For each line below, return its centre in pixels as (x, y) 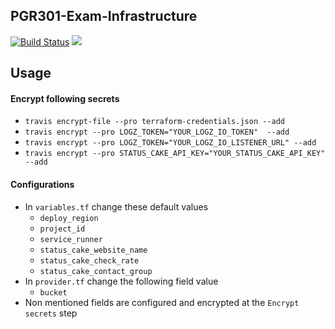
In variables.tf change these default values (116, 206)
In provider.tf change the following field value (121, 281)
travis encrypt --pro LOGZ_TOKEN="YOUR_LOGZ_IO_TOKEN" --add (157, 132)
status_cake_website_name (93, 250)
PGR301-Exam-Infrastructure (104, 16)
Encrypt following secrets (65, 98)
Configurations (42, 184)
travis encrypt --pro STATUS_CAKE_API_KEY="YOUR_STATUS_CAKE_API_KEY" (175, 154)
